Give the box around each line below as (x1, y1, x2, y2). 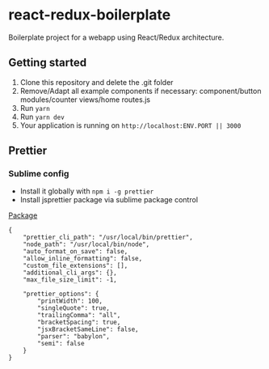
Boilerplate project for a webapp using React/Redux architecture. (8, 32, 225, 42)
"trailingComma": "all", (37, 312, 121, 320)
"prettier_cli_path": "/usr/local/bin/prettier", (23, 233, 194, 242)
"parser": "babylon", (37, 333, 111, 341)
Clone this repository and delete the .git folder (19, 77, 174, 87)
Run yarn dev (19, 112, 65, 121)
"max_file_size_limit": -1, (23, 276, 117, 284)
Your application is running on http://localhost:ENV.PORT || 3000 (19, 120, 242, 130)
